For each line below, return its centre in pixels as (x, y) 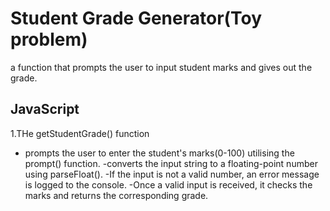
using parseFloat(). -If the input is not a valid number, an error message (172, 174)
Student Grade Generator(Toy (136, 18)
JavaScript (45, 109)
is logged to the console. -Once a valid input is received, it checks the (168, 184)
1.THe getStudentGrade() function (80, 133)
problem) (49, 39)
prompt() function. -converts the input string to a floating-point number (171, 163)
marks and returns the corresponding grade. (116, 195)
